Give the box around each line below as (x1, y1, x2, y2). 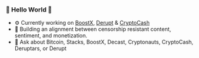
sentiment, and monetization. (14, 32, 87, 39)
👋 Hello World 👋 (5, 5, 52, 14)
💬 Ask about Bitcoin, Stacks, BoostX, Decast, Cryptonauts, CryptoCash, (14, 39, 194, 46)
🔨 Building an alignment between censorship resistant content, (14, 25, 171, 33)
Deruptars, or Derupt (14, 45, 67, 52)
